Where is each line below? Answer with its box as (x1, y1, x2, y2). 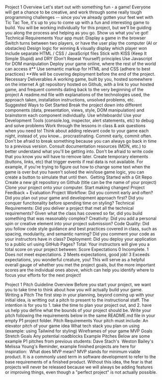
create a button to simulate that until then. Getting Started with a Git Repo (5, 174, 152, 180)
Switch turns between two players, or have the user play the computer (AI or (5, 40, 158, 46)
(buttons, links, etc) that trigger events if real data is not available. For (5, 159, 144, 165)
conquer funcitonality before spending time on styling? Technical (5, 200, 134, 206)
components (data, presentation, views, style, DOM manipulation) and (5, 107, 145, 113)
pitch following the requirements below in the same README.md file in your (5, 313, 156, 318)
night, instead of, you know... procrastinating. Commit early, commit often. (5, 133, 152, 139)
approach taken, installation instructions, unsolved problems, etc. (5, 97, 135, 102)
